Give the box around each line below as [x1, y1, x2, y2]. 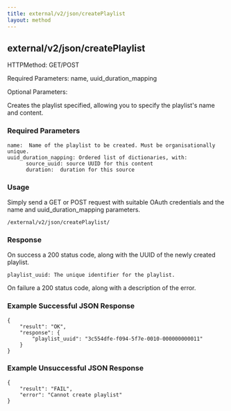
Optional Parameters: [7, 88, 68, 96]
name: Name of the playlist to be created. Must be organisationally [7, 142, 216, 149]
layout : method [7, 17, 51, 24]
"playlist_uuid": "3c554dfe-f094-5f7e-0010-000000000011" [32, 335, 203, 342]
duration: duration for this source [25, 166, 135, 173]
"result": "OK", [19, 323, 67, 330]
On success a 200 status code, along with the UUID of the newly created [7, 251, 216, 259]
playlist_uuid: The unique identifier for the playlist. [7, 272, 176, 279]
